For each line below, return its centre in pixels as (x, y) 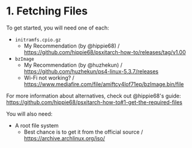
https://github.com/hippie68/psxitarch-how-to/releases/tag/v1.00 (105, 52)
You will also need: (29, 114)
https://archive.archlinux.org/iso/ (64, 138)
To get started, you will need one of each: (58, 28)
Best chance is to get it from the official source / (83, 132)
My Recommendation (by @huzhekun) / (73, 65)
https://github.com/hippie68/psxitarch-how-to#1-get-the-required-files (94, 102)
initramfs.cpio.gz (38, 40)
